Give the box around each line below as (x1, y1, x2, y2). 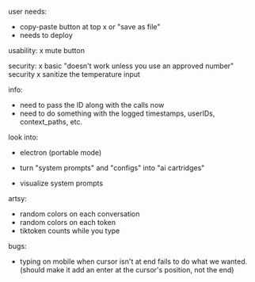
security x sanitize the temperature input (8, 70, 141, 78)
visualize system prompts (19, 178, 104, 188)
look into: (8, 132, 39, 142)
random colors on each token (19, 218, 116, 227)
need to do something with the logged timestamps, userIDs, (19, 109, 215, 118)
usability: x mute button (8, 46, 86, 55)
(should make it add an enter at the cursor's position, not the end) (19, 265, 234, 274)
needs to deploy (19, 31, 73, 40)
